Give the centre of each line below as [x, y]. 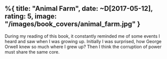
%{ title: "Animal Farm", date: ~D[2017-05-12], [79, 9]
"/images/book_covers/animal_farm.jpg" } [72, 24]
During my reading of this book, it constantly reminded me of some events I [82, 36]
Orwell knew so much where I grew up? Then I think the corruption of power [83, 47]
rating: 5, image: [31, 17]
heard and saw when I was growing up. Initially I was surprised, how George [83, 41]
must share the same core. [32, 52]
